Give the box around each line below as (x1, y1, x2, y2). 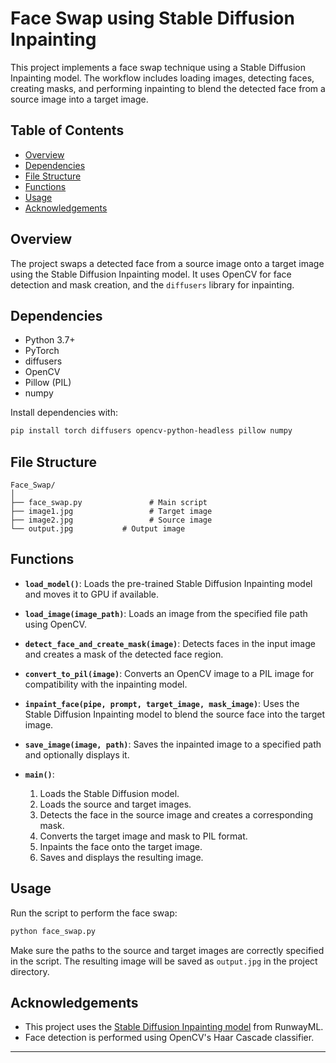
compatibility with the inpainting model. (24, 678, 188, 690)
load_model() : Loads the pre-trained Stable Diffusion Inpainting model (24, 577, 313, 589)
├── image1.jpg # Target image (10, 507, 213, 517)
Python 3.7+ (24, 334, 76, 346)
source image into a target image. (10, 93, 149, 105)
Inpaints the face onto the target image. (39, 840, 203, 852)
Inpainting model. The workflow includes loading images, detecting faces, (10, 72, 315, 84)
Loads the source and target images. (39, 798, 192, 810)
